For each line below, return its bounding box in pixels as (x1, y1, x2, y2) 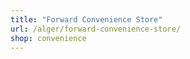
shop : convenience (10, 33, 87, 43)
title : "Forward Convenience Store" (10, 14, 163, 25)
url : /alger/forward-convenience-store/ (10, 24, 182, 34)
